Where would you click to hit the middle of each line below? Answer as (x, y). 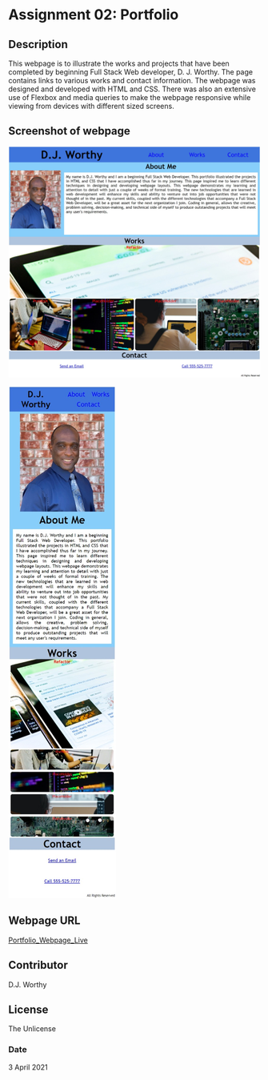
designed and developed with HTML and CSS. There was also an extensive (132, 89)
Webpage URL (44, 921)
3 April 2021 (28, 1067)
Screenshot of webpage (69, 131)
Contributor (38, 965)
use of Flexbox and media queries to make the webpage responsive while (130, 97)
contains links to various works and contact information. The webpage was (132, 80)
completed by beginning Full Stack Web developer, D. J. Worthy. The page (131, 72)
